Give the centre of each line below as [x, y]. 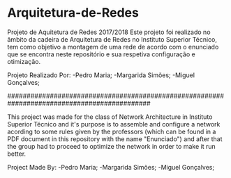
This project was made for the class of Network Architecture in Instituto [110, 117]
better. [17, 154]
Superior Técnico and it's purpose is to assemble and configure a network [114, 124]
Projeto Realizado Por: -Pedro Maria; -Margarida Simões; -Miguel [101, 75]
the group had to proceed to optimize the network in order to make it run [111, 146]
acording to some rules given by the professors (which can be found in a [112, 131]
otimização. [24, 61]
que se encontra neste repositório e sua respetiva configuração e [101, 54]
